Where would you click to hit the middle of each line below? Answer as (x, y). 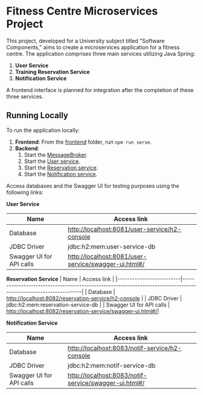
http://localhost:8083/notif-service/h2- (124, 348)
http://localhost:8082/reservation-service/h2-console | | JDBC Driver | (94, 298)
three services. (25, 96)
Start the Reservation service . (61, 167)
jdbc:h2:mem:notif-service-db (111, 365)
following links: (25, 192)
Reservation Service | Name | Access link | (60, 279)
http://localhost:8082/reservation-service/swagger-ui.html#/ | (83, 311)
